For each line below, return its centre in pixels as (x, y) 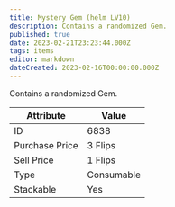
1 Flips (101, 160)
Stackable (35, 189)
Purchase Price (46, 145)
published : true (40, 34)
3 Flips (101, 145)
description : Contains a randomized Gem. (88, 26)
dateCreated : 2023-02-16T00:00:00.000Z (84, 68)
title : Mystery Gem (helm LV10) (70, 18)
